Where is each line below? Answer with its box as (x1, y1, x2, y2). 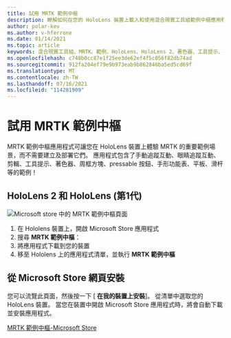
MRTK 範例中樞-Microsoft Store (7, 324, 97, 332)
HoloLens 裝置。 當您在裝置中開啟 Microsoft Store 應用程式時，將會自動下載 (7, 300, 223, 308)
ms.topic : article (7, 42, 60, 49)
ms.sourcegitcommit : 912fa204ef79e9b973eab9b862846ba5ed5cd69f (7, 61, 192, 68)
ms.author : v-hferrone (7, 29, 72, 36)
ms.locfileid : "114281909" (7, 87, 85, 93)
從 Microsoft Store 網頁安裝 (7, 272, 125, 284)
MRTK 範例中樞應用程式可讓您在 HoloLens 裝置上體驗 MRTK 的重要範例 (7, 142, 210, 151)
